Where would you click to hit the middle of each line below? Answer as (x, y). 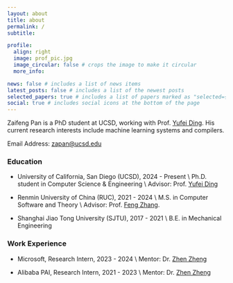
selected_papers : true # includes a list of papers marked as (99, 97)
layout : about (28, 14)
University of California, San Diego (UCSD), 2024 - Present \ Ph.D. (112, 177)
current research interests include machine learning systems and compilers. (116, 130)
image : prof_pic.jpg (43, 59)
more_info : (29, 71)
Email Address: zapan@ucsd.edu (54, 144)
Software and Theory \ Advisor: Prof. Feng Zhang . (88, 205)
